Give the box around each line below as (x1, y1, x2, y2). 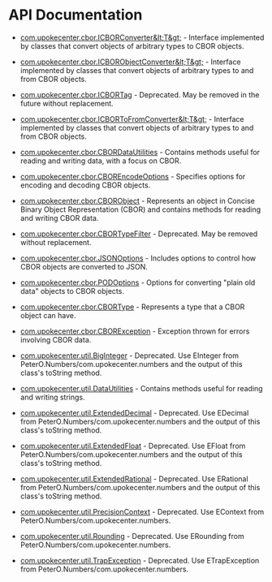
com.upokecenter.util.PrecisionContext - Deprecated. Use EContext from (19, 507, 265, 516)
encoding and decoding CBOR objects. (19, 180, 151, 190)
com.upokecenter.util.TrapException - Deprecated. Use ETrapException (19, 555, 260, 565)
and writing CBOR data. (19, 213, 99, 222)
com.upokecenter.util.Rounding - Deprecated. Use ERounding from (19, 531, 245, 541)
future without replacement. (19, 98, 114, 108)
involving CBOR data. (19, 334, 92, 344)
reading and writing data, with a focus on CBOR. (19, 156, 182, 166)
